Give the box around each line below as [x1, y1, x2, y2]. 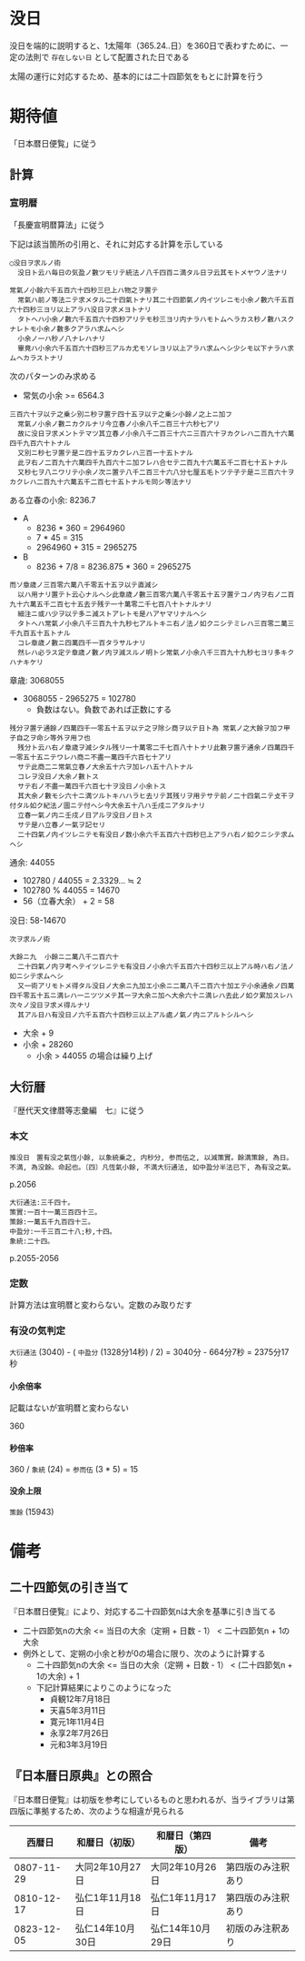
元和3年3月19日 [49, 1739, 109, 1750]
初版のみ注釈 [225, 1922, 281, 1935]
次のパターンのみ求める [9, 370, 97, 381]
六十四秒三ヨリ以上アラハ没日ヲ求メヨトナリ [9, 305, 152, 314]
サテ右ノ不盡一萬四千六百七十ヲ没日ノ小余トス [17, 782, 166, 791]
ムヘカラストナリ [9, 353, 64, 362]
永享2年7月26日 [49, 1727, 110, 1738]
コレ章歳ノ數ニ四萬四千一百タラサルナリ [17, 638, 147, 647]
